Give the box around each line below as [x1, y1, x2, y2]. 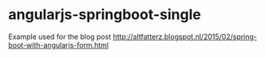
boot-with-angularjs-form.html [8, 40, 109, 49]
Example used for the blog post [8, 32, 112, 41]
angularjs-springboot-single [8, 6, 201, 24]
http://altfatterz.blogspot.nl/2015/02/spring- [113, 32, 258, 41]
